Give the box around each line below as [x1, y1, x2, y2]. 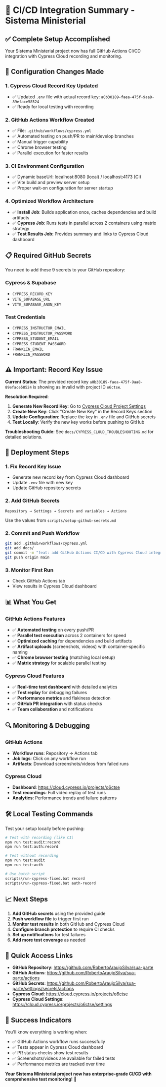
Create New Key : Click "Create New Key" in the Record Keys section [12, 408, 153, 414]
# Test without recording [5, 853, 58, 858]
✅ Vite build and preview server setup [12, 180, 90, 186]
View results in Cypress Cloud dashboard [12, 583, 97, 589]
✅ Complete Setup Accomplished [5, 35, 110, 43]
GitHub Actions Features [5, 615, 66, 622]
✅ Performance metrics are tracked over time [12, 1061, 105, 1067]
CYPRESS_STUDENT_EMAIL [12, 336, 59, 341]
